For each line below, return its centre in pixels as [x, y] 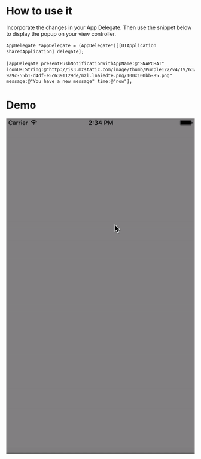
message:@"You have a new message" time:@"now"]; [69, 81]
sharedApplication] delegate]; [45, 51]
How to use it [39, 11]
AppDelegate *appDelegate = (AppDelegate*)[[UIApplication [81, 45]
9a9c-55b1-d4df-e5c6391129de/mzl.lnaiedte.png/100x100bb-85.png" [89, 75]
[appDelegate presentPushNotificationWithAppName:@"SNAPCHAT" [85, 63]
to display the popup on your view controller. [61, 33]
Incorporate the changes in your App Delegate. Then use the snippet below [99, 27]
